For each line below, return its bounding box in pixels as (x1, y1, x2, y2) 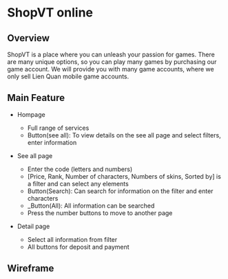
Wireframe (7, 263, 54, 274)
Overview (7, 32, 50, 44)
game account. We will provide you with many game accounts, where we (7, 65, 215, 73)
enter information (27, 138, 77, 146)
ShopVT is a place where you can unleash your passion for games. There (7, 50, 215, 58)
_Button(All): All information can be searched (27, 201, 155, 210)
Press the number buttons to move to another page (27, 208, 173, 217)
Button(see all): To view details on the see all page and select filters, (27, 131, 222, 139)
